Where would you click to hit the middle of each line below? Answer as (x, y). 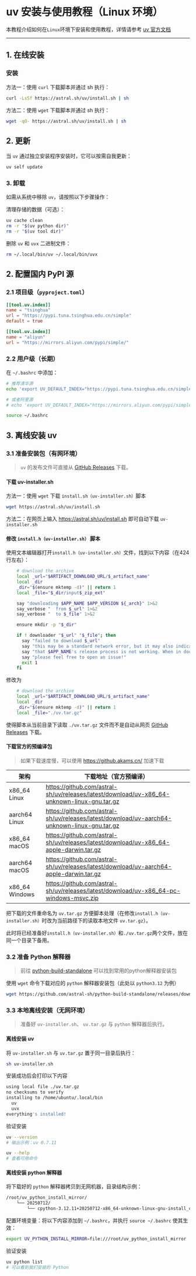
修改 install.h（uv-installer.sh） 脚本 (53, 538)
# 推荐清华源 (20, 383)
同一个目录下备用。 (29, 940)
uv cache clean (24, 221)
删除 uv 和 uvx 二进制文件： (38, 243)
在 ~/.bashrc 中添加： (32, 372)
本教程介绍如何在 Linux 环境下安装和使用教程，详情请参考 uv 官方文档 (88, 29)
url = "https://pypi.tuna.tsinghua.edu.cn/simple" (69, 316)
